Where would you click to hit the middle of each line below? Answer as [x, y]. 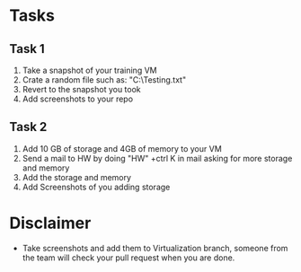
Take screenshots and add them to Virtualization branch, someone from [155, 248]
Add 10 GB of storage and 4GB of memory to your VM [122, 148]
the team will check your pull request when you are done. [128, 258]
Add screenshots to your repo [77, 99]
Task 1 [27, 49]
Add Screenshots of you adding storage [96, 187]
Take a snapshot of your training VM [89, 70]
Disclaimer [50, 223]
